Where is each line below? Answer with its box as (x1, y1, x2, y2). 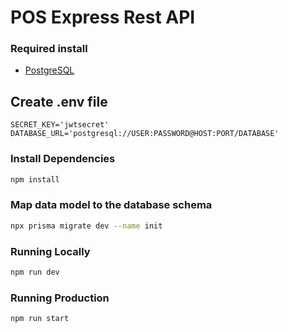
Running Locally (10, 244, 91, 258)
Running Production (10, 291, 110, 305)
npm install (10, 174, 60, 185)
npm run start (10, 314, 70, 324)
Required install (10, 42, 88, 56)
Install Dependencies (10, 152, 116, 166)
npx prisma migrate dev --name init (10, 221, 163, 231)
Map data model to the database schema (10, 198, 213, 212)
